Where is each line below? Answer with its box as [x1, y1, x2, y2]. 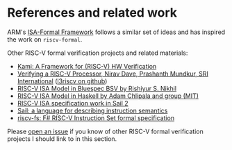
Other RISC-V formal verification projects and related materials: [7, 49, 188, 57]
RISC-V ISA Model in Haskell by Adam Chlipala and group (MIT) [17, 92, 199, 100]
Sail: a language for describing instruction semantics [17, 106, 168, 115]
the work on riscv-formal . [7, 35, 83, 43]
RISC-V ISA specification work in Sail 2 [17, 99, 129, 107]
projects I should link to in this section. [7, 134, 117, 143]
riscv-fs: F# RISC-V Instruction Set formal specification [17, 113, 175, 122]
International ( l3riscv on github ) [17, 76, 108, 85]
